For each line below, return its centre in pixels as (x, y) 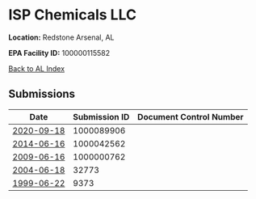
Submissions (42, 94)
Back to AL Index (37, 68)
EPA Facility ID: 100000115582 (59, 53)
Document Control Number (190, 116)
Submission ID (101, 116)
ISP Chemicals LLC (73, 15)
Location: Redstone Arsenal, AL (61, 37)
